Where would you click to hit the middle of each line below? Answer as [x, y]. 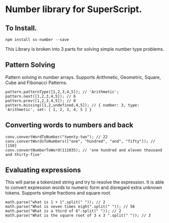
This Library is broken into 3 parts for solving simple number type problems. [85, 49]
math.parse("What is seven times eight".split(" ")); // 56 [70, 207]
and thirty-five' [24, 155]
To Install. [21, 28]
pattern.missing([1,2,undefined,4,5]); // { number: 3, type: [72, 105]
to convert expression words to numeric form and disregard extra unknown [84, 188]
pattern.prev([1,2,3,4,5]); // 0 [41, 101]
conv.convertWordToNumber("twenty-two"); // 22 [57, 137]
